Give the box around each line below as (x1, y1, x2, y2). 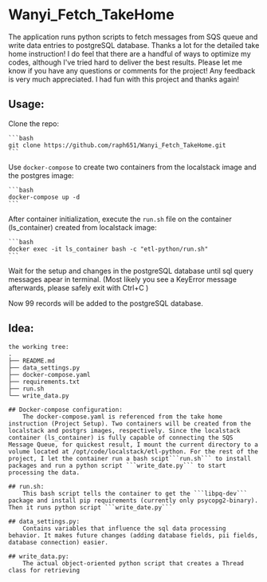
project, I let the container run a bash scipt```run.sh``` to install (8, 454, 251, 462)
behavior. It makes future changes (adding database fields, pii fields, (8, 531, 259, 540)
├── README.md (8, 357, 56, 365)
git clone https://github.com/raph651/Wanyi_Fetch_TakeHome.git (8, 141, 226, 149)
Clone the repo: (8, 118, 60, 129)
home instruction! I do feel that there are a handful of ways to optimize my (8, 49, 251, 58)
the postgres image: (8, 170, 74, 180)
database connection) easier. (8, 538, 109, 546)
